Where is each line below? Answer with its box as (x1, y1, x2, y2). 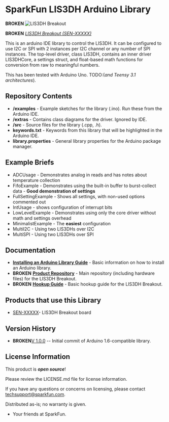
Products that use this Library (5, 296, 102, 304)
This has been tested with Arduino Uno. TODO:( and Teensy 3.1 (5, 71, 136, 77)
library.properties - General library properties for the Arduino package (12, 138, 161, 144)
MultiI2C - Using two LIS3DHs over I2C (12, 226, 95, 232)
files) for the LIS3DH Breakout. (12, 276, 77, 282)
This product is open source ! (5, 366, 66, 372)
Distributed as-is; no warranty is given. (5, 401, 87, 407)
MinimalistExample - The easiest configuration (12, 220, 111, 226)
